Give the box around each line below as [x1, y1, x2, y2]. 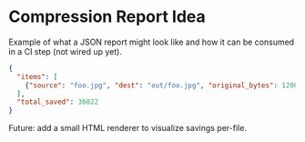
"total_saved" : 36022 [16, 97, 99, 106]
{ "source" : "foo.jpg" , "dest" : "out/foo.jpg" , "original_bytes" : [25, 80, 279, 90]
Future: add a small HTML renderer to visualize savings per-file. [8, 123, 248, 134]
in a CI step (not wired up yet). [8, 46, 122, 56]
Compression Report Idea [8, 6, 206, 27]
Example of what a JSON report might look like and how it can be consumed [8, 36, 295, 47]
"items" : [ [16, 72, 58, 81]
